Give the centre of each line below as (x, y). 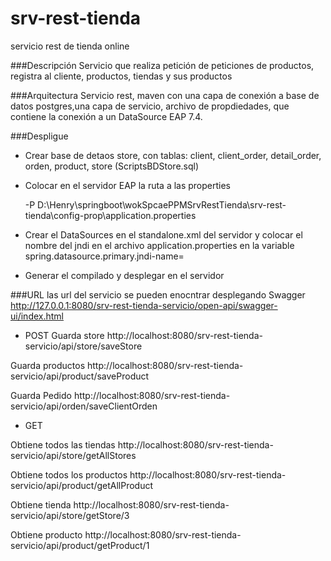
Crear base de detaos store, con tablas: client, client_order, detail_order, (173, 155)
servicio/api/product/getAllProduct (82, 485)
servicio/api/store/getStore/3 (70, 515)
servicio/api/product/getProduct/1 (80, 545)
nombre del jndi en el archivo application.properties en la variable (159, 245)
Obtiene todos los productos (69, 474)
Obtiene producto (46, 534)
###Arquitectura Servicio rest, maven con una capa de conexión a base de (165, 95)
